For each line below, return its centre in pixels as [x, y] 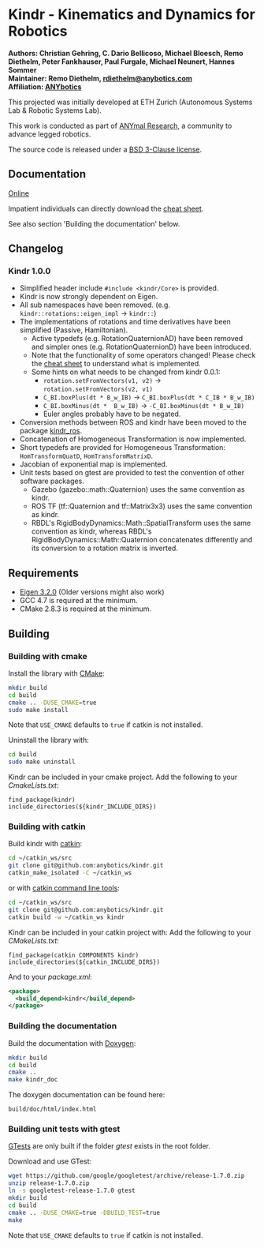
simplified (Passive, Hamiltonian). [74, 330]
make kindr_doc [33, 1080]
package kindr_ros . [51, 431]
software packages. [52, 481]
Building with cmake [48, 656]
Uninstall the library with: [48, 740]
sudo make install [38, 710]
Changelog [36, 249]
